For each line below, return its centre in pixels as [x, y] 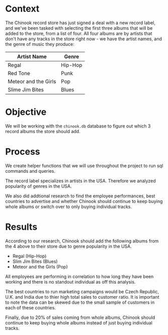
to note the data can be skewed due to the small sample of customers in [80, 302]
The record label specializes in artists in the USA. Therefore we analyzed [80, 181]
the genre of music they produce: [40, 44]
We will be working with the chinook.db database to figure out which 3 [78, 126]
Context [22, 9]
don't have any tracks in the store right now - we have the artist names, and [84, 39]
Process [23, 152]
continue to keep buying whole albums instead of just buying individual [79, 322]
